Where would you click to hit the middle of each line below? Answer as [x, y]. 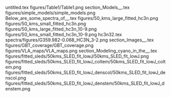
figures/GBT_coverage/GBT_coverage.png [49, 45]
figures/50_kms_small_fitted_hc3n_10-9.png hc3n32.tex [64, 34]
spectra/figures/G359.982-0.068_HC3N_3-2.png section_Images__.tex [80, 40]
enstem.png [18, 89]
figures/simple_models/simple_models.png [50, 13]
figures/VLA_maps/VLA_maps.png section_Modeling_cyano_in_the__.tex [81, 51]
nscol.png [16, 78]
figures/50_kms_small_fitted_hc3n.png [46, 23]
